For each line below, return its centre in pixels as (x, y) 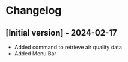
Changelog (34, 11)
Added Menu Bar (35, 54)
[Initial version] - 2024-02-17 (61, 33)
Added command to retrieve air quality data (68, 47)
